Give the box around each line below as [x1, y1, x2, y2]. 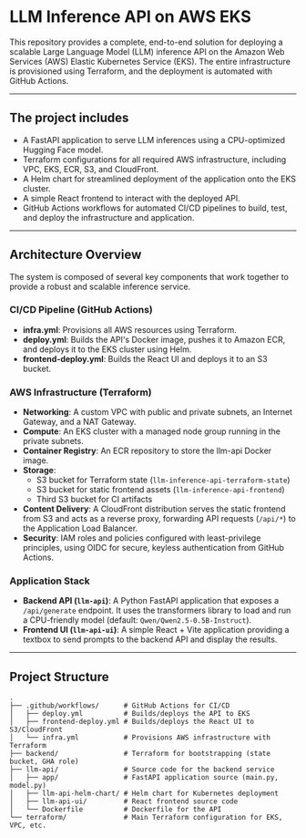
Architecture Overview [9, 247, 142, 263]
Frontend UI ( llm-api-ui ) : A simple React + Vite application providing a [22, 625, 290, 636]
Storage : [22, 465, 56, 476]
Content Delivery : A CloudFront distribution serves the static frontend [22, 503, 286, 514]
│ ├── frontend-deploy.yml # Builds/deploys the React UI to [9, 718, 255, 727]
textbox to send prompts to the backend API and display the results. [22, 634, 278, 645]
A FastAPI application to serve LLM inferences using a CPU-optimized [22, 134, 285, 145]
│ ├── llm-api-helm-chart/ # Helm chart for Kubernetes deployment [9, 789, 280, 799]
